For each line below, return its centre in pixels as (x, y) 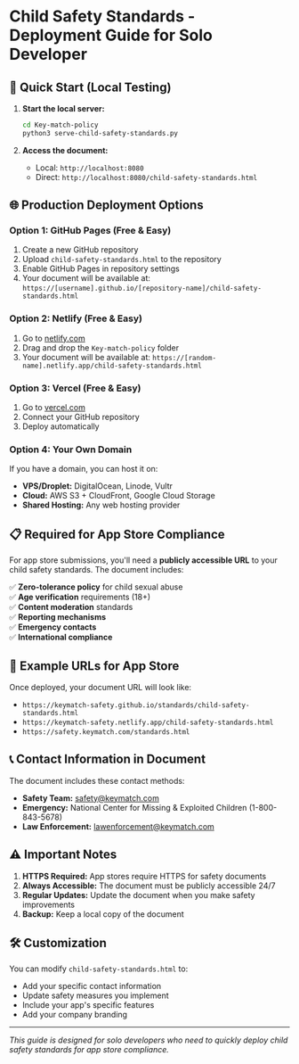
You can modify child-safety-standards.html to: (99, 969)
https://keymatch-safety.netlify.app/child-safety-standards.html (148, 722)
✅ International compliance (61, 637)
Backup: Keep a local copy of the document (103, 914)
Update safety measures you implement (95, 995)
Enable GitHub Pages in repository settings (101, 268)
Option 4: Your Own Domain (71, 450)
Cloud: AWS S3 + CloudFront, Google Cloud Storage (118, 496)
